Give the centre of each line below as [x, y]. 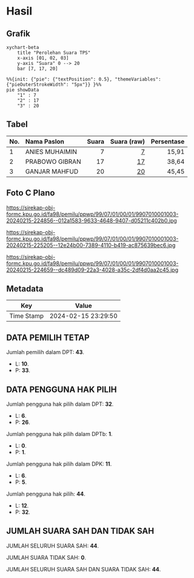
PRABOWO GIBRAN [53, 161]
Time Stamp [27, 316]
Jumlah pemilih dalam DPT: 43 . [45, 352]
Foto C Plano [31, 193]
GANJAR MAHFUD [52, 171]
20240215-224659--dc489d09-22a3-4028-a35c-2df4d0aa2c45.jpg [92, 270]
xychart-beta [23, 47]
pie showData [23, 90]
